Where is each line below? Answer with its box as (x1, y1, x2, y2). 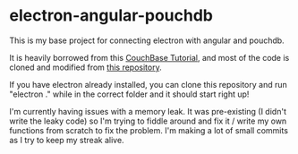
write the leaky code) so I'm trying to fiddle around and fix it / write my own (9, 115, 287, 126)
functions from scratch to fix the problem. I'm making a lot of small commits (9, 124, 289, 135)
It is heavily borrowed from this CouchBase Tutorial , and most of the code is (9, 52, 290, 63)
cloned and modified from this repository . (9, 62, 163, 73)
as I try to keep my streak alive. (9, 134, 124, 145)
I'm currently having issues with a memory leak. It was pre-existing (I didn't (9, 106, 286, 116)
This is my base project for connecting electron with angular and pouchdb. (9, 35, 285, 46)
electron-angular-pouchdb (9, 5, 213, 26)
